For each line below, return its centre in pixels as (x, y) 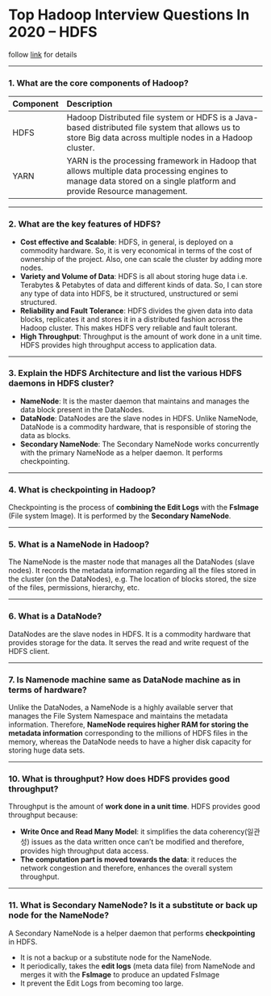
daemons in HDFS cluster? (61, 383)
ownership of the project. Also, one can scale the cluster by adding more (141, 259)
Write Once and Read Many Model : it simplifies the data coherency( (133, 832)
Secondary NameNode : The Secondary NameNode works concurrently (140, 444)
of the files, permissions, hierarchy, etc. (74, 588)
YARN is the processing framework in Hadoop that (161, 161)
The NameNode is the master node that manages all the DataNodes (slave (132, 562)
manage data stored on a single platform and (151, 181)
